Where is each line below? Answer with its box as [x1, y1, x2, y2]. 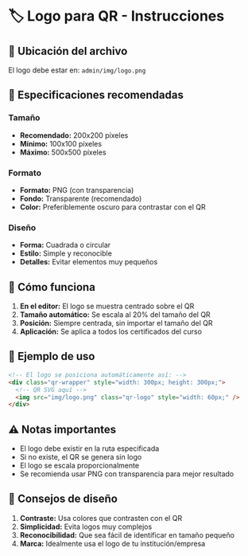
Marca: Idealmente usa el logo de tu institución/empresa [19, 538, 206, 548]
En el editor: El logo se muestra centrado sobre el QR [19, 301, 195, 311]
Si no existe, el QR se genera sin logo [19, 452, 142, 462]
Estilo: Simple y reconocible [19, 249, 113, 258]
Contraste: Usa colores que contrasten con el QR [19, 513, 183, 523]
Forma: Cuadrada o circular [19, 241, 111, 250]
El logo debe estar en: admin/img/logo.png [8, 65, 146, 75]
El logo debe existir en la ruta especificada [19, 444, 160, 453]
